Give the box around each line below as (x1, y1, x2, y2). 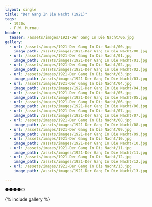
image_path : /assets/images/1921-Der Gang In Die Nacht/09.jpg (14, 132, 148, 137)
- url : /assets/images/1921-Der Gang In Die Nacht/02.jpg (9, 62, 132, 67)
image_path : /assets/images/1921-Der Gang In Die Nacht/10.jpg (14, 141, 148, 146)
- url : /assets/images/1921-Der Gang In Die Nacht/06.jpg (9, 100, 132, 104)
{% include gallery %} (5, 196, 51, 202)
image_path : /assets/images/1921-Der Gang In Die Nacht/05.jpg (14, 95, 148, 100)
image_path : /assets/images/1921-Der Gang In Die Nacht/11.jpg (14, 150, 148, 155)
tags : (5, 16, 16, 21)
